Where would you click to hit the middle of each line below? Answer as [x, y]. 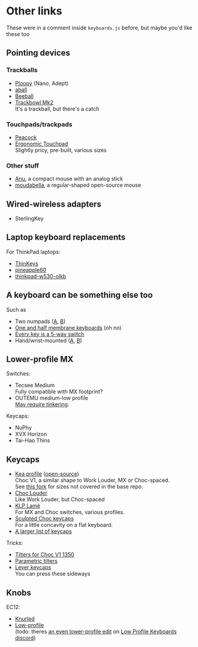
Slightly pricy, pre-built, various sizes [61, 150]
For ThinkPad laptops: [33, 252]
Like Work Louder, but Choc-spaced [60, 499]
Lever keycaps [33, 567]
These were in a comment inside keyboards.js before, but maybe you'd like [99, 28]
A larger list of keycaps [43, 531]
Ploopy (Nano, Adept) [42, 83]
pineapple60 [31, 270]
